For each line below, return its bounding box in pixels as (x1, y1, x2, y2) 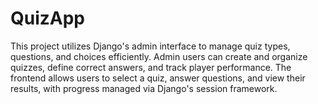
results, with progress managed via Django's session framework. (10, 82, 278, 94)
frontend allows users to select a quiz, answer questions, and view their (10, 72, 306, 84)
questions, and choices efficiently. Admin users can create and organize (10, 50, 308, 62)
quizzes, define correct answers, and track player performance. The (10, 61, 292, 73)
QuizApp (10, 7, 86, 30)
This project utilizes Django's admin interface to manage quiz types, (10, 40, 291, 52)
